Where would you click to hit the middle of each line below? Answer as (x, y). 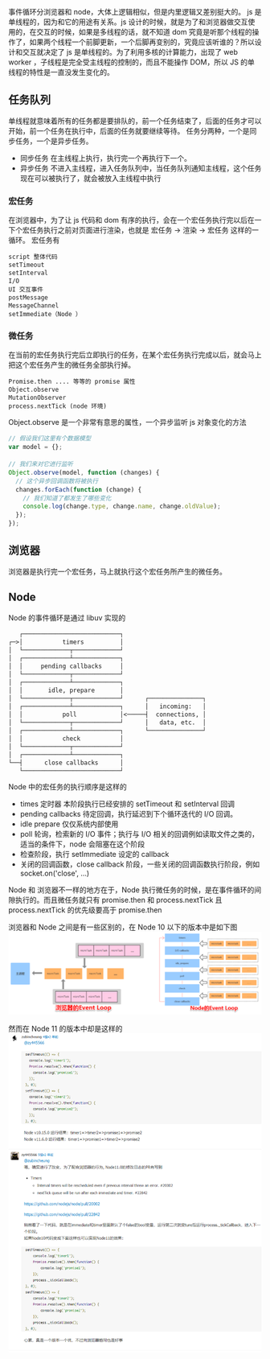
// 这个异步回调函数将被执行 (57, 481)
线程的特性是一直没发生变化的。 (61, 72)
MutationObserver (37, 398)
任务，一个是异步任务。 (54, 141)
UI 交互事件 (26, 290)
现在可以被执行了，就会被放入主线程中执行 (90, 178)
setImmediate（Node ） (45, 315)
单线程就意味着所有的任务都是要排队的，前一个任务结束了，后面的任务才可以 (135, 121)
